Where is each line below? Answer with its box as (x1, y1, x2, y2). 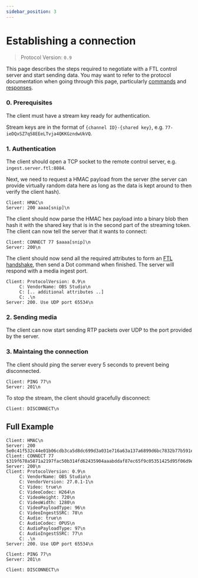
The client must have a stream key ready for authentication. (6, 112, 151, 119)
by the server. (6, 333, 40, 340)
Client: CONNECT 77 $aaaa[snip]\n (6, 239, 91, 245)
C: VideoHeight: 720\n (19, 494, 75, 500)
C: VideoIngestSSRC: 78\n (19, 509, 83, 516)
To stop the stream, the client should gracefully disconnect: (6, 394, 151, 401)
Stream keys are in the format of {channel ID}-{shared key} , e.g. (6, 124, 164, 131)
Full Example (6, 422, 54, 432)
